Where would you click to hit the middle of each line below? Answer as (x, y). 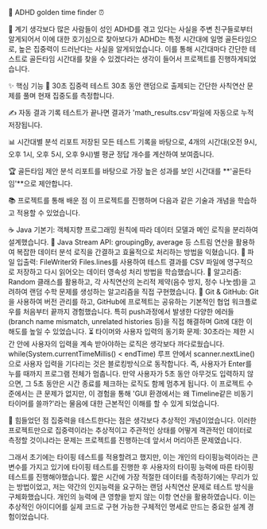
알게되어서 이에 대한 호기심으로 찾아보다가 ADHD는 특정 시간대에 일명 (116, 39)
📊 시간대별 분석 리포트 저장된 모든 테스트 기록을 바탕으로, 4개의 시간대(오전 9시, (133, 142)
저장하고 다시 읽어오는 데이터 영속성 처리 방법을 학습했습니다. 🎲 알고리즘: (129, 272)
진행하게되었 (237, 59)
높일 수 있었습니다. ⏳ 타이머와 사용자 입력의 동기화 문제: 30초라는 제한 (137, 331)
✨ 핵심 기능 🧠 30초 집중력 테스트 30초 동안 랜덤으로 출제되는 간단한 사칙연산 (127, 86)
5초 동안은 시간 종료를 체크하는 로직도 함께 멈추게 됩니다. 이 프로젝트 (139, 384)
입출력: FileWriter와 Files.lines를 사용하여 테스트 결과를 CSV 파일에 (121, 262)
